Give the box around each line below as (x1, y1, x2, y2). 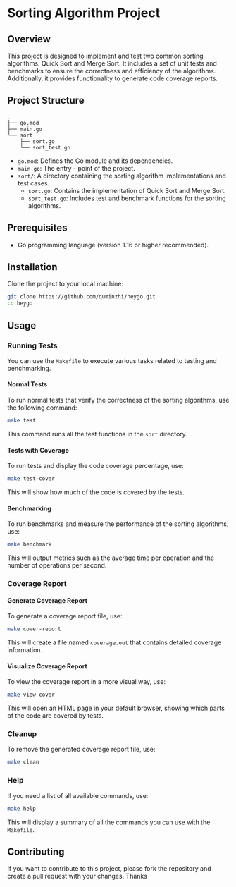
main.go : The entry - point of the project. (17, 164, 135, 172)
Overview (7, 33, 51, 45)
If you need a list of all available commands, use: (7, 791, 149, 800)
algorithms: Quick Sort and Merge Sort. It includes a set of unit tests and (7, 59, 217, 68)
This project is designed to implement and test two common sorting (7, 51, 204, 60)
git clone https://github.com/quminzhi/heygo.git (7, 293, 156, 300)
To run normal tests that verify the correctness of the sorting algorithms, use (7, 396, 230, 405)
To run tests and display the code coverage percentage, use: (7, 462, 185, 470)
